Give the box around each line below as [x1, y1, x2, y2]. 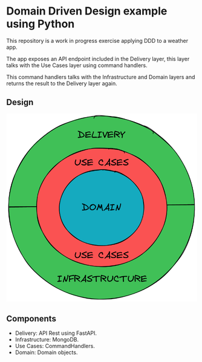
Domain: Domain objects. [15, 349, 78, 356]
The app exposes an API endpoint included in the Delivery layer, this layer [6, 55, 190, 62]
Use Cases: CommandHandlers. [15, 343, 95, 350]
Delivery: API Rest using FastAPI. [15, 329, 97, 337]
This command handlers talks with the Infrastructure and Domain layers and [6, 73, 195, 80]
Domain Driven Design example [6, 4, 168, 18]
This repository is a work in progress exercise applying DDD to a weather [6, 37, 189, 44]
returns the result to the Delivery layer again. [6, 80, 117, 87]
